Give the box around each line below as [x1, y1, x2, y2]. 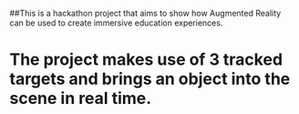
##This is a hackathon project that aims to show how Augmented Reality [9, 8, 282, 18]
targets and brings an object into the [9, 68, 291, 89]
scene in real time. [9, 88, 152, 109]
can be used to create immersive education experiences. [9, 17, 223, 28]
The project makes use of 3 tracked [9, 49, 284, 70]
